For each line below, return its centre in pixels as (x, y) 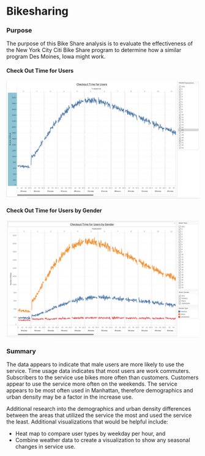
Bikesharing (38, 11)
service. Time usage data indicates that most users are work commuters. (99, 371)
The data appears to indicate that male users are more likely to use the (95, 364)
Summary (21, 351)
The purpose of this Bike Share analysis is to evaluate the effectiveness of (100, 43)
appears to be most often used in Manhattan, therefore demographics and (100, 391)
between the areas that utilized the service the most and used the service (99, 415)
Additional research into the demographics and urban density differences (99, 409)
